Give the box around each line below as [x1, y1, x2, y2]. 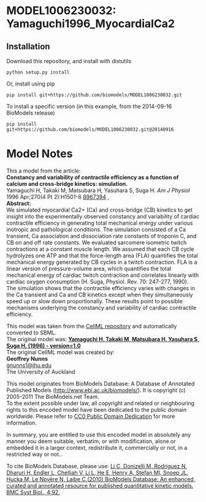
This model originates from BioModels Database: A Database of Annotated [6, 380, 195, 387]
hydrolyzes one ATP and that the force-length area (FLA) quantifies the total [6, 252, 198, 259]
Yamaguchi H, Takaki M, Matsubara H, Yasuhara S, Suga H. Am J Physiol [6, 187, 190, 194]
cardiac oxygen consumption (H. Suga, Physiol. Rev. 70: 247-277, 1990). [6, 277, 189, 285]
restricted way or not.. [6, 450, 63, 458]
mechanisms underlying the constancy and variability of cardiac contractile [6, 304, 197, 311]
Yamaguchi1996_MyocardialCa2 [6, 17, 175, 31]
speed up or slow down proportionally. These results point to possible [6, 297, 183, 304]
